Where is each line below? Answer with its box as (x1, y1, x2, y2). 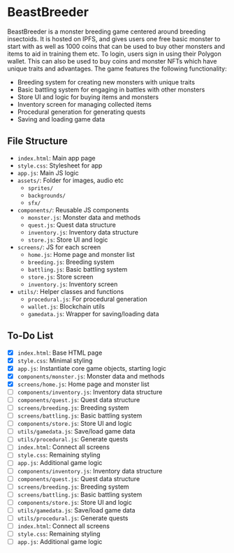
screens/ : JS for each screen (17, 242, 101, 251)
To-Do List (7, 330, 54, 342)
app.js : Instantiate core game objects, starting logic (17, 364, 166, 372)
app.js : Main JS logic (17, 168, 79, 177)
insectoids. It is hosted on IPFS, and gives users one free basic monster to (7, 34, 221, 43)
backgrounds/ (27, 192, 66, 199)
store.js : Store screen (27, 272, 94, 281)
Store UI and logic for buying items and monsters (17, 92, 159, 101)
